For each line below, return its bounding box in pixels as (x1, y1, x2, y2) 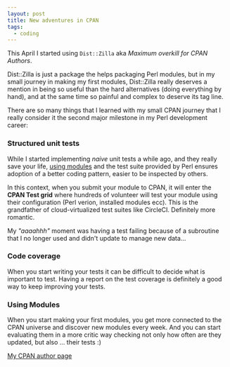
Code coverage (7, 251, 61, 261)
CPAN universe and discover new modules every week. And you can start (7, 323, 221, 332)
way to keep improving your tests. (7, 282, 106, 291)
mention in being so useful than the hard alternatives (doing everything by (7, 85, 222, 93)
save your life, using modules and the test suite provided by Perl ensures (7, 162, 218, 171)
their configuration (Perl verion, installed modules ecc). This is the (7, 198, 198, 206)
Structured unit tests (7, 138, 79, 148)
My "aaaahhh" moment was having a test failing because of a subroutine (7, 226, 219, 235)
